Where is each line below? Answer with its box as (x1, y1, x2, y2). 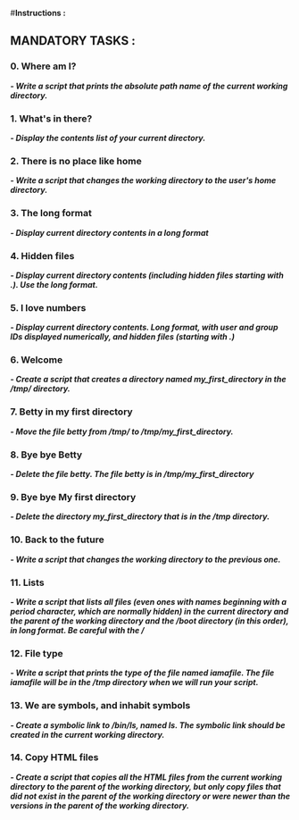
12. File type (10, 647, 63, 659)
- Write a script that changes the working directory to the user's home (10, 175, 277, 186)
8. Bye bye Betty (10, 448, 83, 461)
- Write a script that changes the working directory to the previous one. (10, 554, 281, 565)
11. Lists (10, 576, 45, 589)
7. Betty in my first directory (10, 406, 133, 418)
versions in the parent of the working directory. (10, 799, 190, 811)
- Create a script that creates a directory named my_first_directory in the (10, 374, 287, 385)
